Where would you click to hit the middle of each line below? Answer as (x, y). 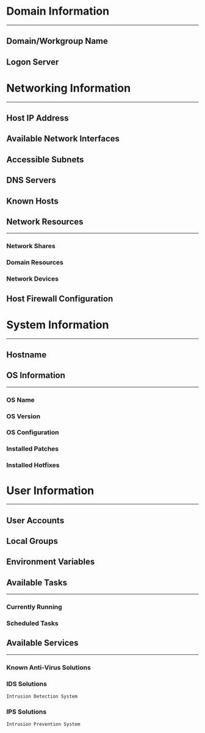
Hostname (27, 355)
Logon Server (33, 62)
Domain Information (58, 11)
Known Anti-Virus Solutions (49, 667)
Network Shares (31, 246)
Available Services (42, 643)
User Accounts (35, 520)
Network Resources (45, 222)
